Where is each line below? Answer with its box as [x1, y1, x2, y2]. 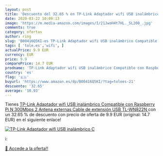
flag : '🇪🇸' [5, 75, 29, 79]
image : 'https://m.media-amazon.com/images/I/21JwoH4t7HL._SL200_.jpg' [5, 20, 153, 26]
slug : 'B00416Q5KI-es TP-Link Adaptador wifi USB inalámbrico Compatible [5, 39, 158, 44]
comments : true [5, 25, 36, 30]
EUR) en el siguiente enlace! [5, 117, 62, 123]
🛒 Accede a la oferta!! [5, 146, 49, 152]
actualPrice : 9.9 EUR [5, 47, 49, 52]
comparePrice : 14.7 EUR [5, 61, 53, 66]
